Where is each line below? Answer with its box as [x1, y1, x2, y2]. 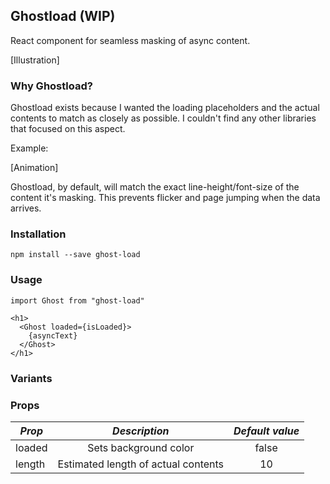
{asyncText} [28, 330, 78, 341]
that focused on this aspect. [10, 123, 126, 135]
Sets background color [87, 440, 195, 454]
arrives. [10, 202, 42, 214]
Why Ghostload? [10, 79, 93, 93]
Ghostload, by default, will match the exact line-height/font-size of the [10, 181, 300, 193]
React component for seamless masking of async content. [10, 34, 251, 46]
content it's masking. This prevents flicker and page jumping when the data [10, 192, 321, 204]
